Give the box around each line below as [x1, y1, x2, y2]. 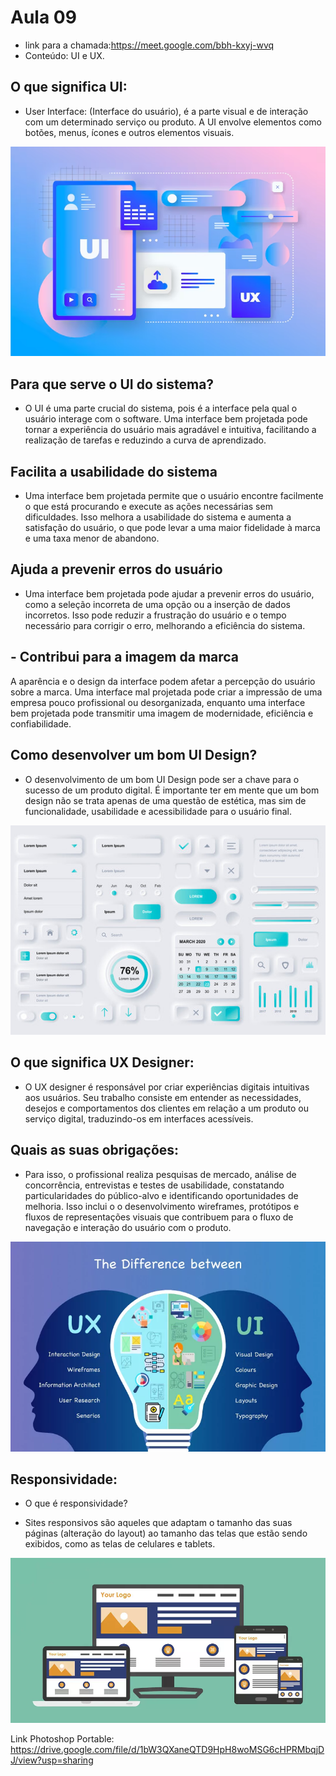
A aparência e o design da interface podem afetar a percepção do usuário [10, 675, 316, 687]
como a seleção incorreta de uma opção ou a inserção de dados [24, 598, 291, 610]
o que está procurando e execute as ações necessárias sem [24, 501, 273, 513]
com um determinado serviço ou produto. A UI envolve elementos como [24, 116, 323, 128]
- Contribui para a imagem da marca [10, 649, 240, 666]
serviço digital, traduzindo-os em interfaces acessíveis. [24, 1112, 254, 1125]
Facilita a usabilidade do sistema [10, 463, 218, 480]
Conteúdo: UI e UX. [24, 49, 105, 61]
